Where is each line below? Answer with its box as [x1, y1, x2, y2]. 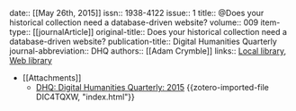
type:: [9, 27, 31, 37]
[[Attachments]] [22, 73, 82, 83]
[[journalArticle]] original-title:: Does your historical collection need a [32, 27, 288, 37]
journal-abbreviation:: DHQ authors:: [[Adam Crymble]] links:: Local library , [9, 46, 286, 56]
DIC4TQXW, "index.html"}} [35, 91, 135, 102]
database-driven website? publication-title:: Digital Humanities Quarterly [9, 36, 277, 47]
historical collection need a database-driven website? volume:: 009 [9, 17, 259, 28]
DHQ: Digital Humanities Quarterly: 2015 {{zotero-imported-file [35, 82, 270, 92]
